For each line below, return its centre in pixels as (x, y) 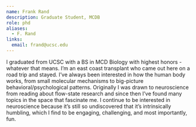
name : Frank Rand (28, 12)
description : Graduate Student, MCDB (53, 17)
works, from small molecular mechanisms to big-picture (75, 80)
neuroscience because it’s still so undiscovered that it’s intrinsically (89, 106)
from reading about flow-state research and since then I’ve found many (94, 94)
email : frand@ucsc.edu (40, 45)
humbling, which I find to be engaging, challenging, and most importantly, (97, 112)
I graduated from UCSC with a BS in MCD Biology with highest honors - (94, 62)
